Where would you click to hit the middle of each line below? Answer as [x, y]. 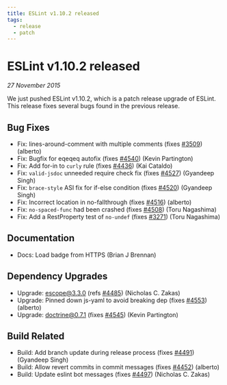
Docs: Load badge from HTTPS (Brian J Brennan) [86, 255]
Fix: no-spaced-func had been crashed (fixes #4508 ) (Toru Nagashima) [117, 209]
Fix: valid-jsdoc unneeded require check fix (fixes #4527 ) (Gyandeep [116, 173]
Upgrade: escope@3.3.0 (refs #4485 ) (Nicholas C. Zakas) [98, 293]
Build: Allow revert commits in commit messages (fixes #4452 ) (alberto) [118, 367]
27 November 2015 [34, 86]
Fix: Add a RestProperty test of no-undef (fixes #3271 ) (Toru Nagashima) [119, 217]
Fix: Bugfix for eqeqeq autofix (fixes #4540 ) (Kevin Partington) [105, 159]
